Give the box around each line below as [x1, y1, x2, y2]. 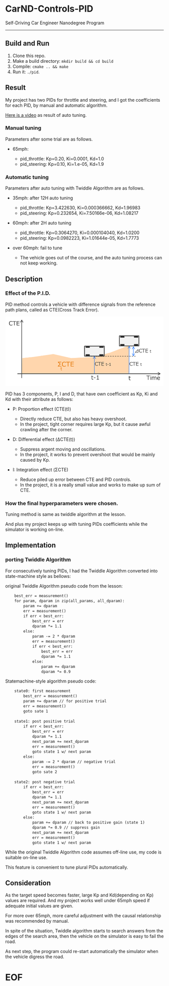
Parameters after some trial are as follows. [5, 136, 93, 142]
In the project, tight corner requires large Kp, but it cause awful [20, 421, 151, 427]
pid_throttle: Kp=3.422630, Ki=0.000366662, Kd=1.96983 [20, 205, 141, 211]
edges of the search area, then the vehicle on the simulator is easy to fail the [5, 933, 164, 939]
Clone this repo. [12, 53, 46, 59]
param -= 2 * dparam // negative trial [32, 759, 116, 764]
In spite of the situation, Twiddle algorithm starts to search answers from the [5, 928, 163, 934]
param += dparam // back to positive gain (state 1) [32, 820, 145, 825]
